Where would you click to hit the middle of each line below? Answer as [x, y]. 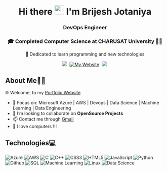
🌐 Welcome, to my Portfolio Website [43, 93]
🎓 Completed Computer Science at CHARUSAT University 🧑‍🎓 [85, 41]
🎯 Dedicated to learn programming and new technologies [85, 54]
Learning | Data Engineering [42, 108]
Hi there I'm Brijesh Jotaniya [85, 12]
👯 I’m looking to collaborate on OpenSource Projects [68, 113]
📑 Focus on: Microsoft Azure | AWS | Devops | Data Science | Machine [86, 103]
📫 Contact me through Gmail [43, 119]
